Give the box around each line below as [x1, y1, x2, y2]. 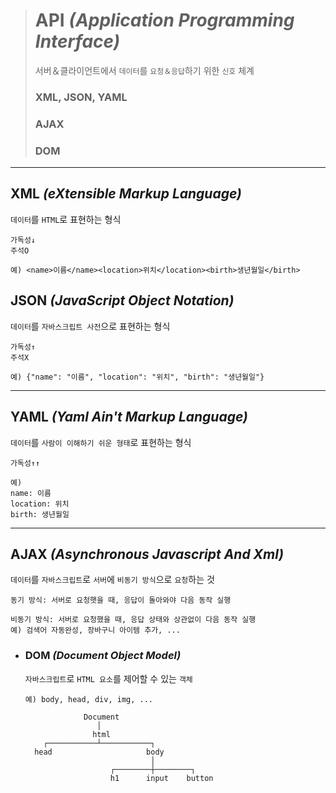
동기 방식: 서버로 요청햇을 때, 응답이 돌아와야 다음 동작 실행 [10, 595, 232, 606]
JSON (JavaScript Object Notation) [10, 292, 235, 309]
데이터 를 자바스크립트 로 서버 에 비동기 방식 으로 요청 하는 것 [10, 574, 215, 586]
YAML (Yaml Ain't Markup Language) [10, 409, 248, 426]
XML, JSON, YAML [34, 90, 128, 104]
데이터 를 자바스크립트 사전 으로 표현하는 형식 [10, 320, 171, 332]
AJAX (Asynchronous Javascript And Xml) [10, 545, 285, 563]
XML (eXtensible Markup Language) [10, 185, 242, 203]
